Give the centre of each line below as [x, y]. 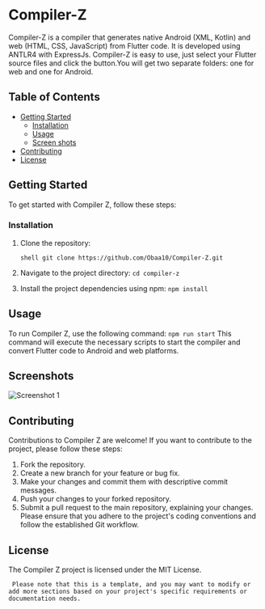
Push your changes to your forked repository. [96, 499]
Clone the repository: [55, 243]
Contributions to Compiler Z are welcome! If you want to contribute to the [130, 440]
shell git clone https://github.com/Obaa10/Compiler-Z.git [122, 258]
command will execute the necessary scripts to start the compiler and [124, 342]
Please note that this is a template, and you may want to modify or [131, 585]
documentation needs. [45, 599]
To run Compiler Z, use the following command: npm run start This [120, 333]
